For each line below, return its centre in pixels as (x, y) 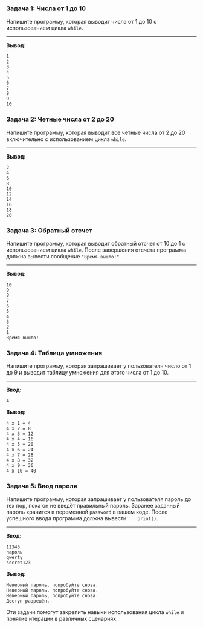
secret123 (19, 563)
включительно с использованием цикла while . (66, 139)
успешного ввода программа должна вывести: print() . (82, 518)
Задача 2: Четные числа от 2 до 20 (60, 119)
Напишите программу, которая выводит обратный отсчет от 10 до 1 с (96, 243)
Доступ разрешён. (28, 601)
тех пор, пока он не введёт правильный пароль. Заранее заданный (93, 506)
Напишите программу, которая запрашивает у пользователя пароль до (99, 499)
